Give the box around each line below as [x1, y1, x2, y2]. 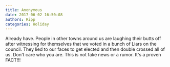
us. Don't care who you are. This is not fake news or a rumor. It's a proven [5, 52, 161, 58]
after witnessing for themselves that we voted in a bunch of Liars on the [5, 41, 157, 47]
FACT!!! [5, 57, 21, 63]
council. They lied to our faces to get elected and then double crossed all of [5, 46, 165, 52]
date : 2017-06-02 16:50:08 [5, 12, 63, 17]
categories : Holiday [5, 21, 50, 27]
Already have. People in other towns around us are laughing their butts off [5, 36, 161, 42]
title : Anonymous [5, 7, 42, 13]
